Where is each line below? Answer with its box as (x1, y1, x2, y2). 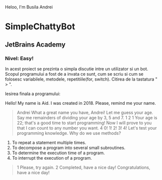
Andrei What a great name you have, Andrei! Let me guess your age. (16, 109, 153, 115)
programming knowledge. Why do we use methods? (16, 130, 121, 136)
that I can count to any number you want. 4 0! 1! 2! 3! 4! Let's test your (16, 125, 157, 131)
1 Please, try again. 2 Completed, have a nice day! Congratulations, (16, 164, 150, 170)
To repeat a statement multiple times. (12, 139, 87, 145)
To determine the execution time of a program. (12, 150, 105, 156)
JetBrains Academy (5, 40, 66, 49)
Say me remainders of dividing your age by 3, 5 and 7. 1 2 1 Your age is (16, 115, 158, 120)
